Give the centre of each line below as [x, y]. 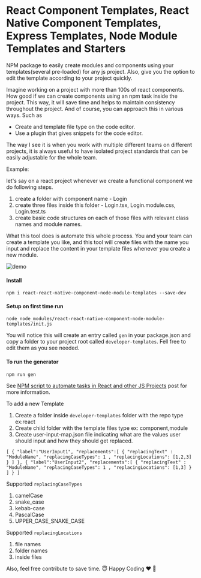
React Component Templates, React [97, 10]
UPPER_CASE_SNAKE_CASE [50, 521]
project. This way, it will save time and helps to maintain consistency [91, 102]
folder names [31, 550]
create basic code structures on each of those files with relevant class [102, 218]
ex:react [25, 422]
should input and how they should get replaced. [74, 441]
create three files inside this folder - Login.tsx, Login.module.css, [95, 205]
